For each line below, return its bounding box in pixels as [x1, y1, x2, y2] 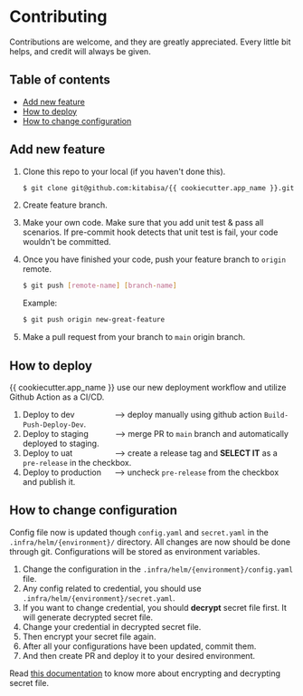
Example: [22, 297, 58, 309]
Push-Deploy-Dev [22, 420, 84, 430]
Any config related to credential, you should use [22, 583, 202, 594]
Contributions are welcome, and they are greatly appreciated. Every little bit [9, 36, 291, 47]
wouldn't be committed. [22, 237, 111, 247]
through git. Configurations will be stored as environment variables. [9, 546, 260, 556]
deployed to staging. [22, 438, 99, 449]
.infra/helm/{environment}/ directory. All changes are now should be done [9, 536, 291, 547]
